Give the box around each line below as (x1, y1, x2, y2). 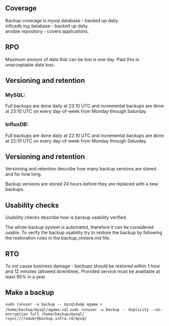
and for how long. (5, 171, 42, 177)
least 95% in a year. (5, 274, 46, 280)
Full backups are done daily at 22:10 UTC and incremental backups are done (5, 132, 164, 138)
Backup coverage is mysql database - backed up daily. (5, 17, 120, 23)
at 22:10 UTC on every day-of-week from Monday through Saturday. (5, 137, 147, 144)
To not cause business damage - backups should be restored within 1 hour (5, 263, 160, 269)
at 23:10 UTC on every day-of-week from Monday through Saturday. (5, 108, 147, 114)
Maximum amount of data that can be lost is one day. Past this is (5, 56, 140, 62)
